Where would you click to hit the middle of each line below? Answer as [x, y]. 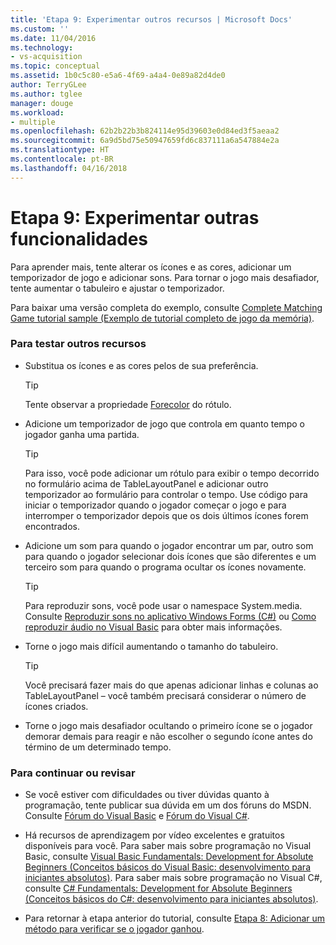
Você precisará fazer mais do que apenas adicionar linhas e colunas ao [171, 685]
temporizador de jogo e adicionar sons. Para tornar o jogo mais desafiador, [165, 277]
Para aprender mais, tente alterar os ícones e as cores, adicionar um [151, 267]
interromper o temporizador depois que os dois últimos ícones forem [166, 515]
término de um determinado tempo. [98, 747]
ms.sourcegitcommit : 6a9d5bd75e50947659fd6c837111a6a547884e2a [145, 141]
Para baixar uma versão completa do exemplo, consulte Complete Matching [166, 307]
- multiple [33, 122]
